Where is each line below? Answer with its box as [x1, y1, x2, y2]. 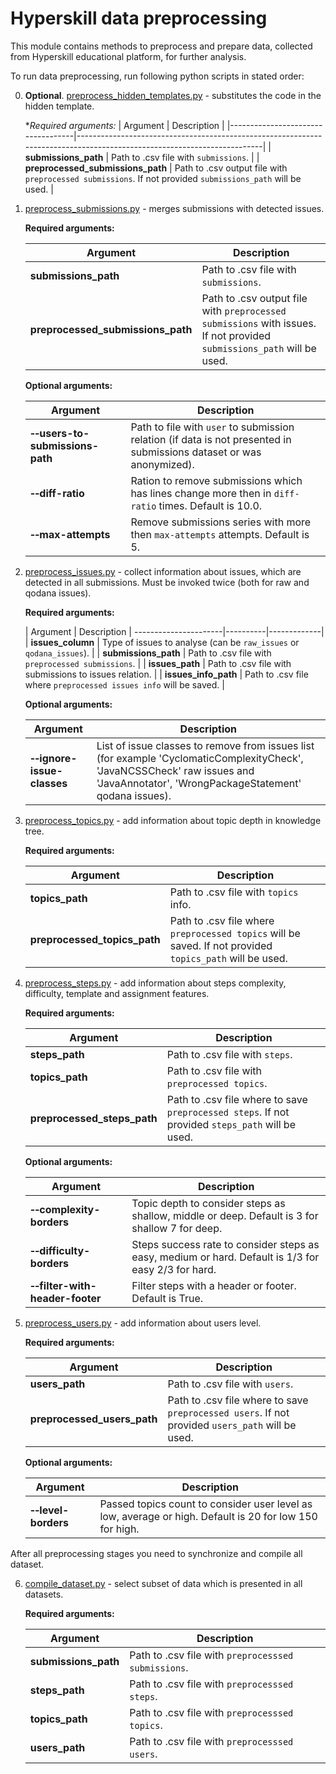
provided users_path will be [167, 1418, 297, 1432]
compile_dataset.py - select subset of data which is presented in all [24, 1577, 303, 1589]
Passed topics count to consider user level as [99, 1497, 313, 1511]
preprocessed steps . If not [166, 1105, 290, 1119]
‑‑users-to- [29, 426, 90, 440]
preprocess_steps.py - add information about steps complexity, [24, 977, 287, 989]
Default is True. [131, 1291, 204, 1305]
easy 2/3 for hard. [131, 1262, 217, 1276]
